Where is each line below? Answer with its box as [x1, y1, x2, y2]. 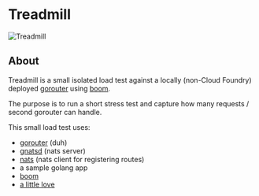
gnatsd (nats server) [19, 146, 87, 155]
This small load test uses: [8, 122, 91, 131]
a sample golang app [19, 163, 88, 172]
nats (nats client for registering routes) [19, 154, 145, 164]
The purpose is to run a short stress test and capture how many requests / [8, 98, 250, 108]
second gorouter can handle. [8, 107, 102, 116]
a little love [19, 179, 55, 189]
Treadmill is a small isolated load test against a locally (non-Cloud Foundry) [8, 75, 252, 84]
